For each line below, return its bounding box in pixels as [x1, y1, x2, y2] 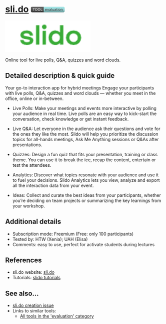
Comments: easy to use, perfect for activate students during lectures [12, 241, 155, 247]
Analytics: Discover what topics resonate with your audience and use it [12, 172, 159, 178]
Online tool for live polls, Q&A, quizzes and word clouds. [5, 57, 121, 63]
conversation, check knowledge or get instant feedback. [12, 116, 129, 122]
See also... [5, 289, 39, 297]
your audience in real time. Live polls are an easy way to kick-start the [12, 111, 157, 117]
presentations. [12, 142, 42, 148]
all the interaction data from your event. [12, 182, 94, 188]
